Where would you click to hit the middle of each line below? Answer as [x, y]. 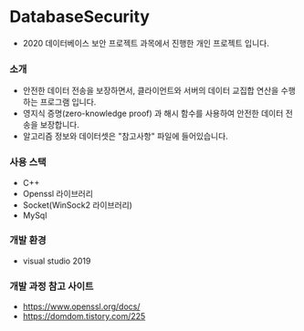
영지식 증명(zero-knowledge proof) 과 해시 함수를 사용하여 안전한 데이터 [153, 114]
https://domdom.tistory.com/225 [84, 316]
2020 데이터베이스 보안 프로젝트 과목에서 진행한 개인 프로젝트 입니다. [146, 43]
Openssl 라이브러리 [58, 193]
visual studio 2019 [57, 261]
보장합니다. [59, 125]
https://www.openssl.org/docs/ [81, 306]
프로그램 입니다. [68, 102]
